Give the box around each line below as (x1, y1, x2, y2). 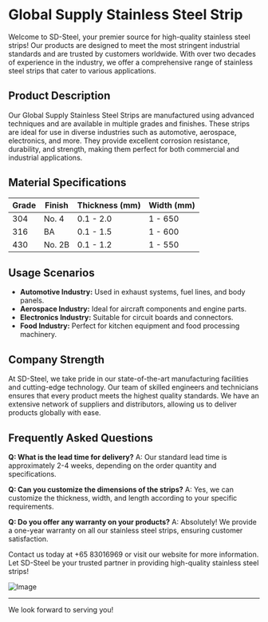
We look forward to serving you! (8, 605, 114, 614)
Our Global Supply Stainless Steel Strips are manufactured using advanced (8, 110, 254, 120)
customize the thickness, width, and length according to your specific (8, 493, 238, 502)
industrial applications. (8, 153, 83, 162)
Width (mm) (148, 200, 195, 211)
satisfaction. (8, 534, 49, 544)
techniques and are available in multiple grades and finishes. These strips (8, 118, 250, 129)
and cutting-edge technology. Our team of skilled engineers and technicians (8, 382, 259, 392)
